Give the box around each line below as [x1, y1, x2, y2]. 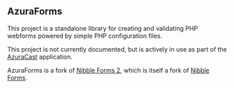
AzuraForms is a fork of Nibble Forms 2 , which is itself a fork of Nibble [7, 66, 210, 74]
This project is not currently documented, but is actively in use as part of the [7, 45, 227, 53]
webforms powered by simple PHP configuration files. [7, 31, 163, 40]
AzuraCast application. [7, 52, 73, 61]
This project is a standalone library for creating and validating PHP [7, 24, 198, 32]
